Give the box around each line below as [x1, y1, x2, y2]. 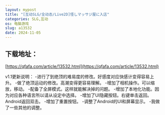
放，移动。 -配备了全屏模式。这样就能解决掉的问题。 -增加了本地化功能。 [5, 86, 155, 92]
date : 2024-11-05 [5, 30, 41, 35]
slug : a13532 [5, 26, 32, 31]
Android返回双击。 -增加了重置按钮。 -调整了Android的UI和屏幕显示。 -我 [5, 98, 156, 104]
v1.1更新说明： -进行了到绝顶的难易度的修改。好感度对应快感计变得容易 [5, 73, 150, 79]
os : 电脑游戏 [5, 21, 29, 26]
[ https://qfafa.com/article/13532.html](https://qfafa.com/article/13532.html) [5, 63, 159, 69]
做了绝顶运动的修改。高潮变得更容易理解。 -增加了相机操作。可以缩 [17, 80, 155, 86]
